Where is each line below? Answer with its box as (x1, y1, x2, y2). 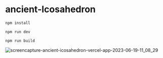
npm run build (5, 38, 35, 43)
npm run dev (5, 29, 30, 34)
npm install (5, 20, 30, 25)
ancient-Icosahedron (5, 4, 96, 15)
